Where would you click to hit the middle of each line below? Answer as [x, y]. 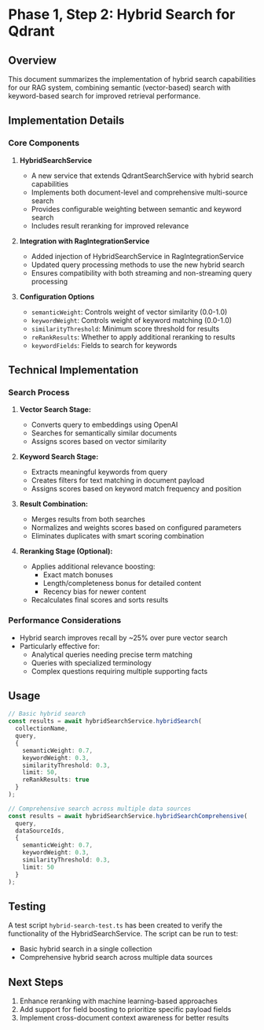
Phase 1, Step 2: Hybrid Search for [122, 15]
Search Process [39, 393]
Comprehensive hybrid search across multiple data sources [116, 958]
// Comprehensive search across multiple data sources [100, 809]
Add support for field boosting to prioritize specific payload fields [125, 1010]
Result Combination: [54, 504]
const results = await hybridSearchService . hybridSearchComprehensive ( [128, 816]
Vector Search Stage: [55, 409]
